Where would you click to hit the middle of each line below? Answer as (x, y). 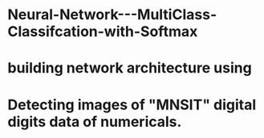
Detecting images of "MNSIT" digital (132, 104)
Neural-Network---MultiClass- (112, 15)
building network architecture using (130, 68)
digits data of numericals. (95, 122)
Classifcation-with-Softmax (103, 32)
